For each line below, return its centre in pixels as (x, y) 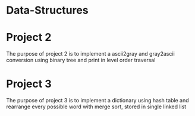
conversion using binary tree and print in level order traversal (81, 60)
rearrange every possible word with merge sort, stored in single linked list (96, 107)
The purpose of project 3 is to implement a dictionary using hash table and (97, 101)
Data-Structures (47, 10)
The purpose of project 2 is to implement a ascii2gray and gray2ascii (91, 54)
